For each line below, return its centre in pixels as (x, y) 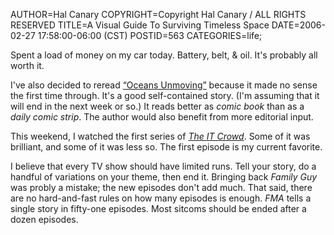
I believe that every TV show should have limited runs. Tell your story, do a (163, 166)
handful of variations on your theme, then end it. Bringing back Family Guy (164, 177)
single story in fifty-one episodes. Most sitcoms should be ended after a (158, 208)
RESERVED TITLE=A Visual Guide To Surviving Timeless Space (140, 25)
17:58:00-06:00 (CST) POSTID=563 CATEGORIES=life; (150, 35)
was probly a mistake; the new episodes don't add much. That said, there (161, 187)
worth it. (27, 65)
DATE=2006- (298, 25)
